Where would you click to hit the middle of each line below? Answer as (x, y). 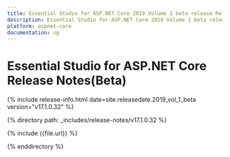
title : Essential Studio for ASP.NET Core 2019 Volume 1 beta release (110, 13)
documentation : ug (33, 32)
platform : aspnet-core (39, 26)
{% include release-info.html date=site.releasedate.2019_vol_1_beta (102, 100)
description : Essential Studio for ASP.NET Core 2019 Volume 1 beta (107, 20)
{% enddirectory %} (35, 147)
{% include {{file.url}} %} (42, 133)
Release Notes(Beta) (67, 81)
